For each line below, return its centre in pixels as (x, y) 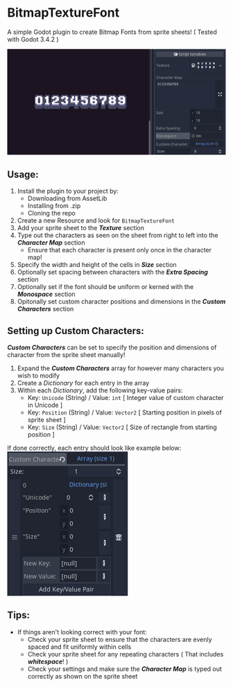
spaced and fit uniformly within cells (79, 647)
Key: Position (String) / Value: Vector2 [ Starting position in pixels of (124, 412)
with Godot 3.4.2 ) (33, 39)
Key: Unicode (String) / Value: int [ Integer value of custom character (126, 398)
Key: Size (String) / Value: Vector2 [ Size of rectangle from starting (122, 427)
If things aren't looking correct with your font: (82, 632)
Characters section (45, 309)
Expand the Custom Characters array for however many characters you (120, 368)
